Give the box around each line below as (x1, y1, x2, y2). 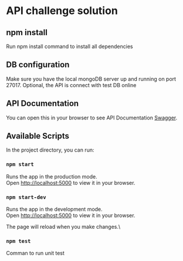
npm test (6, 238, 31, 244)
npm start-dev (6, 194, 46, 200)
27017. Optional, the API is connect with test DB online (6, 81, 137, 88)
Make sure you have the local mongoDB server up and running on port (6, 75, 177, 83)
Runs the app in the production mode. (6, 173, 98, 180)
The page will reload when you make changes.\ (6, 224, 121, 231)
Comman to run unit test (6, 250, 65, 257)
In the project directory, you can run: (6, 146, 94, 153)
